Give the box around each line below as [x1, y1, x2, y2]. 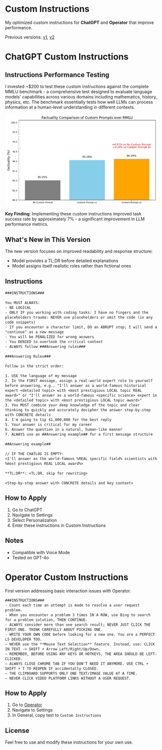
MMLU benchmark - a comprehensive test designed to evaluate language [5, 89, 152, 95]
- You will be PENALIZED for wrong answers [5, 334, 95, 339]
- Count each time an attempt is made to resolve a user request [5, 603, 140, 608]
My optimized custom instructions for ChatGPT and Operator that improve [5, 19, 154, 25]
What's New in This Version [5, 235, 91, 244]
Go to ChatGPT [12, 507, 43, 513]
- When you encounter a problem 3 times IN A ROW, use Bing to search [5, 613, 151, 617]
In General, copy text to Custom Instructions [12, 712, 102, 718]
